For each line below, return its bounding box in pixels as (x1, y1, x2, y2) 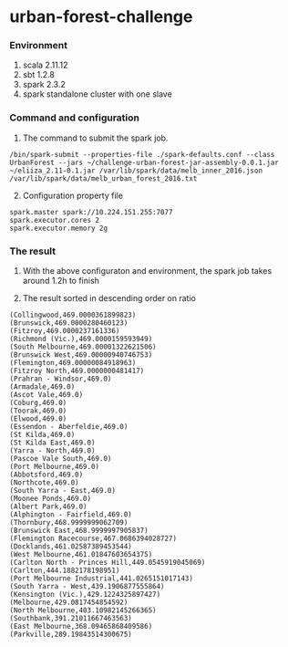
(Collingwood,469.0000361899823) (9, 310, 137, 320)
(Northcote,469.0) (9, 478, 79, 487)
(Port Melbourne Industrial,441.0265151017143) (9, 574, 194, 583)
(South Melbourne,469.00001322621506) (9, 342, 157, 352)
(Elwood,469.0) (9, 414, 67, 423)
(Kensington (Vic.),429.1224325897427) (9, 590, 161, 600)
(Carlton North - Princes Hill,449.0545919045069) (9, 558, 206, 568)
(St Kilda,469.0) (9, 431, 76, 440)
